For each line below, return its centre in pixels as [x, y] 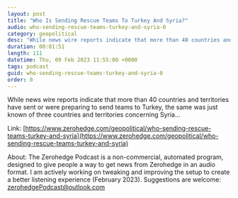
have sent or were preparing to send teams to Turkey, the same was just [113, 107]
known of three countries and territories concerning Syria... [94, 115]
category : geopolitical [42, 34]
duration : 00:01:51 [36, 47]
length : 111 [25, 54]
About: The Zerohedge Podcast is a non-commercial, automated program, [115, 157]
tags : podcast [28, 66]
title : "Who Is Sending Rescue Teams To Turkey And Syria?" [98, 21]
